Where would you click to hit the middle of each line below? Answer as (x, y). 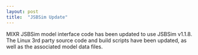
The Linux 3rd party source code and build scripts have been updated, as (96, 40)
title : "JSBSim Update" (37, 17)
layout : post (22, 12)
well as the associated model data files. (55, 46)
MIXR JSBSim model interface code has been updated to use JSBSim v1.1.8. (99, 34)
